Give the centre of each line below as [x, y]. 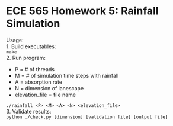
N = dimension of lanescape [49, 88]
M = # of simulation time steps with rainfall [67, 75]
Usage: [15, 40]
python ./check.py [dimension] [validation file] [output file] [87, 117]
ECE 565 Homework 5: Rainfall [82, 11]
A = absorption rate [39, 82]
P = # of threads [35, 69]
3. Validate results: [29, 111]
